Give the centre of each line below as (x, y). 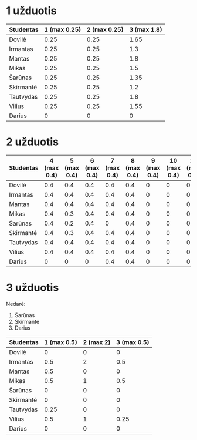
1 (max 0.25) (62, 29)
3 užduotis (33, 288)
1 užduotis (31, 11)
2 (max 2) (97, 342)
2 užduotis (32, 142)
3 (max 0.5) (133, 342)
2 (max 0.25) (105, 29)
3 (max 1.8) (145, 29)
